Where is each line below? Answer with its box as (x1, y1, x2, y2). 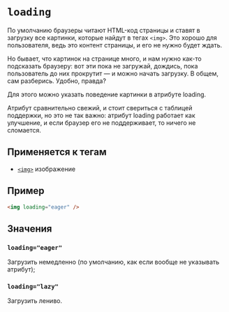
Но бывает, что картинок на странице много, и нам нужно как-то (7, 54, 202, 63)
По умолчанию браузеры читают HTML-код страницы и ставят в (7, 26, 200, 34)
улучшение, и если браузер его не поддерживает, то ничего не (7, 118, 196, 127)
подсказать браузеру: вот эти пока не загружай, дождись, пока (7, 61, 198, 70)
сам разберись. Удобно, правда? (7, 76, 107, 85)
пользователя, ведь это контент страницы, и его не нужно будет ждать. (7, 40, 223, 49)
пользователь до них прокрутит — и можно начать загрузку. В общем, (7, 69, 219, 77)
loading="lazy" (7, 283, 59, 291)
